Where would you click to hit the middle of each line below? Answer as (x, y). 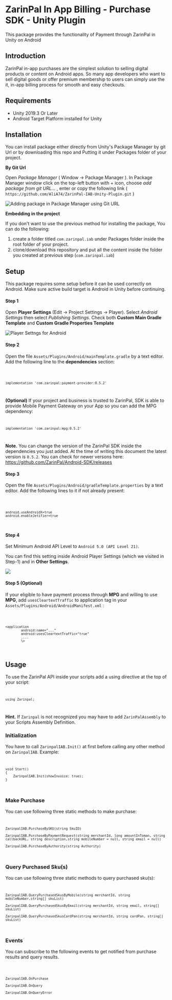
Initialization (21, 735)
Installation (24, 134)
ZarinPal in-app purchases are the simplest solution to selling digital (77, 68)
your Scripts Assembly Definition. (40, 722)
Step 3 (12, 474)
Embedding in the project (33, 214)
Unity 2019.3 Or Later (35, 113)
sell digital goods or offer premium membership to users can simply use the (85, 79)
